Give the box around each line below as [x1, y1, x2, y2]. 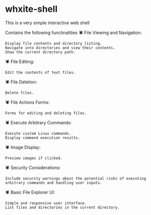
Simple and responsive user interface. [5, 201, 87, 206]
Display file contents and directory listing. [5, 41, 102, 46]
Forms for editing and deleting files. [5, 110, 87, 115]
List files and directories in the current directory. [5, 205, 120, 210]
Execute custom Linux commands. [5, 131, 71, 136]
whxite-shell [5, 3, 58, 15]
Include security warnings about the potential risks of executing [5, 176, 147, 181]
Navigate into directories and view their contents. [5, 45, 116, 50]
